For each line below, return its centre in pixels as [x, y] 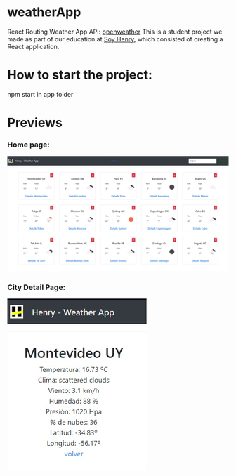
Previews [35, 123]
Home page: [29, 145]
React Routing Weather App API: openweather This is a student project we [115, 32]
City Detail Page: [36, 287]
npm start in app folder [40, 94]
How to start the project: [80, 75]
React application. [33, 46]
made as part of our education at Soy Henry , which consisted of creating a [115, 39]
